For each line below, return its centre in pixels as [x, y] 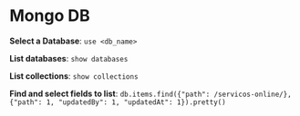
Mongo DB [50, 16]
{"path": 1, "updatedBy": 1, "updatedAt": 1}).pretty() [118, 102]
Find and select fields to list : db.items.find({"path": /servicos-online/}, [150, 93]
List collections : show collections [74, 76]
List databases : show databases [69, 58]
